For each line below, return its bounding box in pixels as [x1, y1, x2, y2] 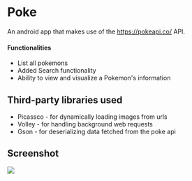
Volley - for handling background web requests [17, 120, 154, 128]
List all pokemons [17, 59, 68, 67]
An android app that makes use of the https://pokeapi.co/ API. [7, 27, 186, 36]
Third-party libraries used [7, 94, 123, 106]
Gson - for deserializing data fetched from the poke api [17, 127, 176, 136]
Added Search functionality [17, 66, 96, 75]
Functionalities [7, 43, 52, 52]
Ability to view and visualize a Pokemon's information [17, 74, 171, 82]
